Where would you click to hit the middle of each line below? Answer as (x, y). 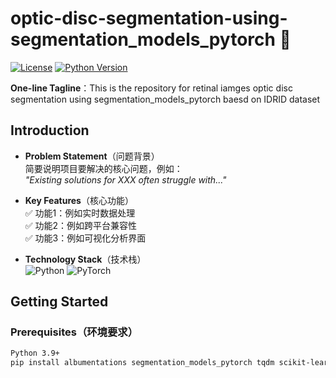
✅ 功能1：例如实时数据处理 (80, 213)
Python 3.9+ (35, 353)
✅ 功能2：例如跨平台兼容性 (81, 225)
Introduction (50, 130)
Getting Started (59, 302)
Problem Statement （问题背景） (92, 156)
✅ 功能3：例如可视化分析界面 (85, 238)
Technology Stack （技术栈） (85, 259)
